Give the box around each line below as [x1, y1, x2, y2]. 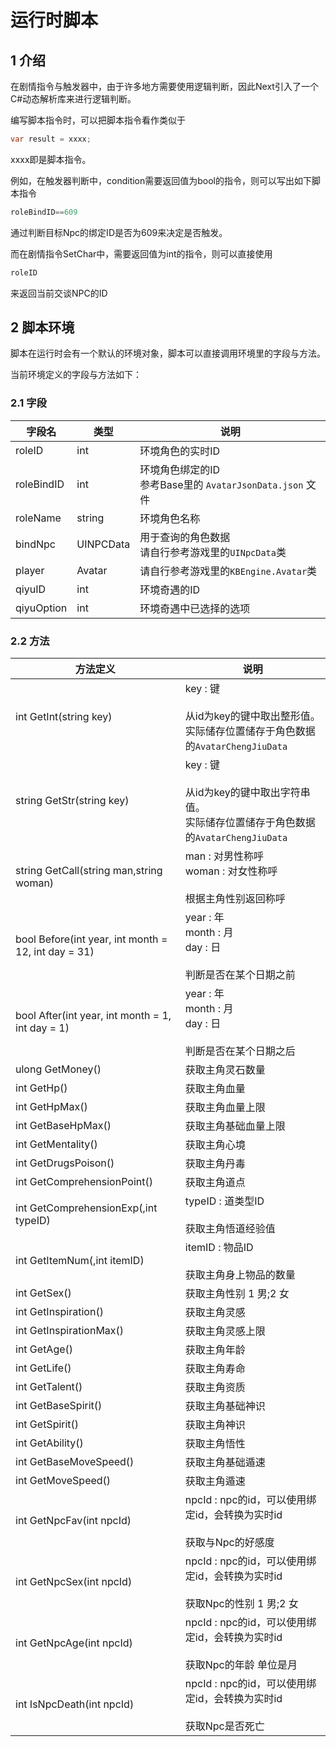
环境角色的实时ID [139, 444, 221, 458]
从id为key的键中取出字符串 [184, 786, 311, 800]
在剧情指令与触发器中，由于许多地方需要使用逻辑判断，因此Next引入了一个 [10, 81, 319, 92]
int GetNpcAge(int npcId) [15, 1636, 133, 1650]
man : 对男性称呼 [184, 849, 265, 863]
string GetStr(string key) [15, 794, 130, 808]
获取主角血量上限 [184, 1101, 266, 1115]
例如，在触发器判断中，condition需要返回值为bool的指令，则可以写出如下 [10, 174, 313, 186]
